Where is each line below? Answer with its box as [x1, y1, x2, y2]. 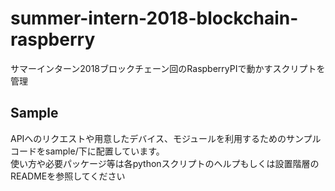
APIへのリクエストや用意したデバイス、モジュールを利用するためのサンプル [10, 132, 322, 144]
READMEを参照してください [10, 170, 126, 182]
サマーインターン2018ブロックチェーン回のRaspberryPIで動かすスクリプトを [10, 62, 326, 74]
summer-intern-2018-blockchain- [10, 7, 299, 30]
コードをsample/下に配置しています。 [10, 145, 165, 157]
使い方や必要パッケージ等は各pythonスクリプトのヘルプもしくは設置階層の [10, 157, 320, 169]
